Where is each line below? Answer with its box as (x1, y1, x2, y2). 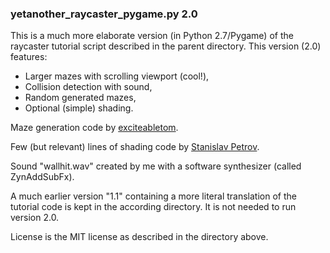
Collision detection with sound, (24, 81, 153, 93)
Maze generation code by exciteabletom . (10, 122, 179, 134)
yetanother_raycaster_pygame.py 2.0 (10, 7, 198, 21)
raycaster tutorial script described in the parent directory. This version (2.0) (10, 40, 322, 52)
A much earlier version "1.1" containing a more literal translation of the (10, 190, 297, 202)
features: (10, 51, 48, 63)
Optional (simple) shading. (24, 102, 134, 114)
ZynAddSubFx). (10, 171, 75, 183)
